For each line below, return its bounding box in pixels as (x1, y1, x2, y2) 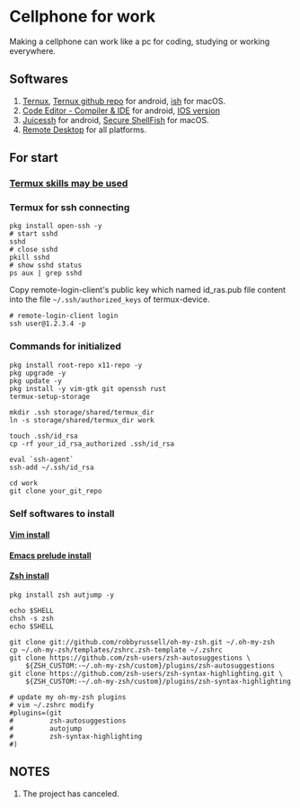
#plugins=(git (9, 708, 63, 717)
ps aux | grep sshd (9, 269, 83, 278)
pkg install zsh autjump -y (9, 590, 115, 599)
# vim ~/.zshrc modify (9, 700, 94, 709)
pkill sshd (9, 253, 50, 262)
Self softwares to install (9, 507, 115, 519)
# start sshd (9, 229, 58, 239)
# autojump (9, 724, 83, 733)
